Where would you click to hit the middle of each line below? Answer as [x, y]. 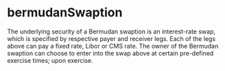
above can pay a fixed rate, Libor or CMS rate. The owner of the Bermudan [113, 46]
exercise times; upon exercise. [50, 60]
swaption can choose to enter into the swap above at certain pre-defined [110, 53]
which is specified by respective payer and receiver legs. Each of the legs [111, 38]
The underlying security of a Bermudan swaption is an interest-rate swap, [111, 31]
